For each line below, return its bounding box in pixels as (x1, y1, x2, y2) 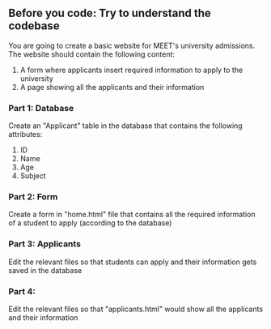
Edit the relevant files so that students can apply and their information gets (8, 257, 257, 267)
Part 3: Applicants (8, 238, 81, 250)
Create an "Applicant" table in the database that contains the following (8, 121, 243, 130)
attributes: (8, 130, 43, 139)
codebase (8, 19, 60, 33)
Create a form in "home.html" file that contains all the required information (8, 210, 256, 220)
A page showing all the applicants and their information (19, 82, 205, 92)
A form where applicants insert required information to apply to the (19, 65, 243, 75)
